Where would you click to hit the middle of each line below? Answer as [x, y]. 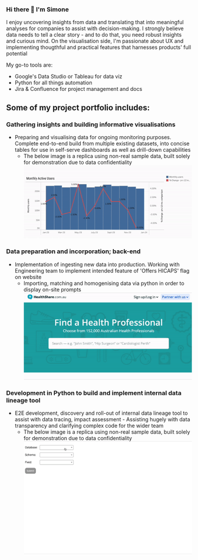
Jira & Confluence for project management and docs [78, 89]
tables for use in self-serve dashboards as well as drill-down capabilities [103, 149]
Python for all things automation [53, 83]
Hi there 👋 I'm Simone [37, 9]
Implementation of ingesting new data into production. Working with [97, 264]
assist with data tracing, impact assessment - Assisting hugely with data [102, 420]
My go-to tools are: [29, 65]
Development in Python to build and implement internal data [94, 393]
